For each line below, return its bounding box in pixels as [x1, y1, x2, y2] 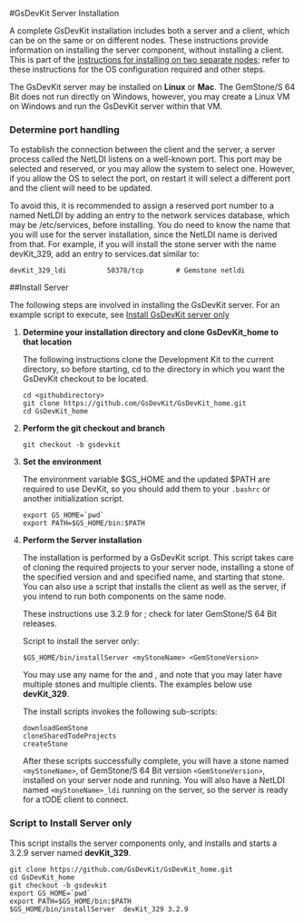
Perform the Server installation [22, 535, 142, 546]
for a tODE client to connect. [22, 794, 129, 805]
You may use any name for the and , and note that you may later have [22, 670, 283, 680]
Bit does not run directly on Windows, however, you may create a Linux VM [9, 91, 290, 102]
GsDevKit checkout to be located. [22, 373, 149, 384]
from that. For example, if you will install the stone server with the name [9, 239, 277, 250]
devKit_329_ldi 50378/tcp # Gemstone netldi [9, 266, 246, 275]
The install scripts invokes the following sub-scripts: [22, 706, 218, 717]
